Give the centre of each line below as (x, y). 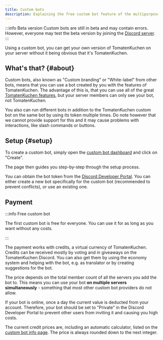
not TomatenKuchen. (26, 101)
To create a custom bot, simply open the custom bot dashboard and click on (81, 152)
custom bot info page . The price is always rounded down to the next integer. (81, 332)
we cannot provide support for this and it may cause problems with (72, 120)
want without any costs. (29, 228)
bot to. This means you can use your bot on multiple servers (66, 282)
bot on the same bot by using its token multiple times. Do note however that (81, 115)
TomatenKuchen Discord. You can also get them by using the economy (76, 257)
